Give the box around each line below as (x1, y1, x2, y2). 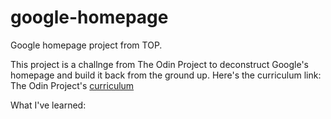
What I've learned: (10, 99, 87, 111)
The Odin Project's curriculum (10, 79, 135, 91)
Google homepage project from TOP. (10, 39, 163, 51)
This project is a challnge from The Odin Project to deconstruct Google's (10, 58, 310, 70)
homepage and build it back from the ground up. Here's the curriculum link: (10, 69, 322, 81)
